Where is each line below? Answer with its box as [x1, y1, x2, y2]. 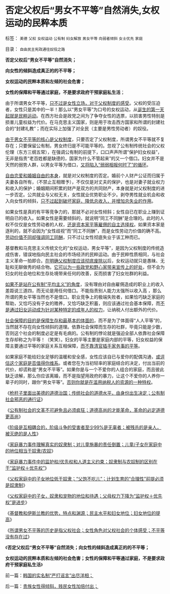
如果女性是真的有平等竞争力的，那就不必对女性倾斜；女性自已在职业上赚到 [5, 209, 160, 215]
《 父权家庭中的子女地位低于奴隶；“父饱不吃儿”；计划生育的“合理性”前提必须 [5, 476, 164, 482]
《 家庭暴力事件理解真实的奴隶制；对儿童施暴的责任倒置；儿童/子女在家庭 [5, 441, 158, 448]
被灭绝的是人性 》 [5, 430, 41, 436]
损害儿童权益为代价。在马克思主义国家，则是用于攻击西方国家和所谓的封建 [5, 119, 160, 125]
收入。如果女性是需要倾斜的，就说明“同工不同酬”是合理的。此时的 [22, 215, 160, 221]
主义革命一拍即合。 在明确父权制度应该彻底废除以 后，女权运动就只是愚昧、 [5, 257, 160, 263]
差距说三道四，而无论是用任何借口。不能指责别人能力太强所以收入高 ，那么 [5, 287, 162, 293]
